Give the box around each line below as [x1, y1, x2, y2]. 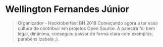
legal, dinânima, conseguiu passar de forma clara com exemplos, [17, 30, 153, 36]
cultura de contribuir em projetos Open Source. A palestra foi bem [17, 25, 155, 31]
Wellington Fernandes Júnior [5, 3, 130, 15]
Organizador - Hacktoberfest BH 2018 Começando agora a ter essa [17, 20, 158, 26]
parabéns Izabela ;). [17, 36, 60, 42]
